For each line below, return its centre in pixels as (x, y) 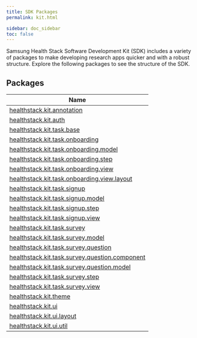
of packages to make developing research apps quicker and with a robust (98, 57)
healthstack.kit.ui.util (38, 326)
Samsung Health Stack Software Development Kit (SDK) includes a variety (99, 51)
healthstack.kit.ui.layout (43, 316)
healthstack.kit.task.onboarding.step (61, 159)
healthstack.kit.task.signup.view (55, 218)
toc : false (20, 34)
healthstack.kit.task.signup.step (54, 208)
